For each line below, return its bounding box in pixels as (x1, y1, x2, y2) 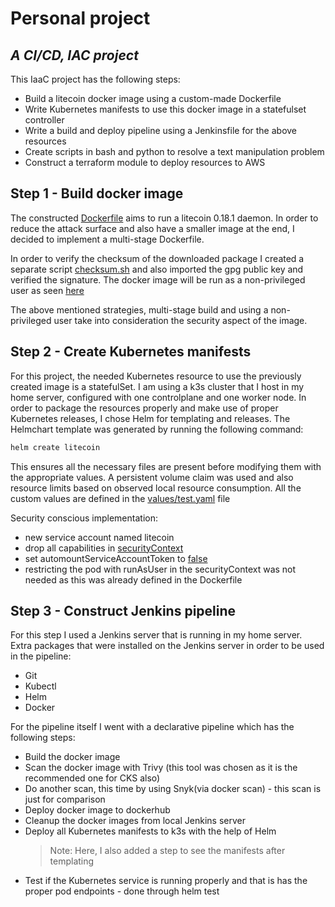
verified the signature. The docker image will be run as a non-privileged (10, 273, 306, 286)
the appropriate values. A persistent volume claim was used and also (10, 471, 294, 483)
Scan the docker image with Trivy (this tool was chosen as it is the (24, 762, 298, 774)
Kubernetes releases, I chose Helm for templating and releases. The (10, 412, 291, 424)
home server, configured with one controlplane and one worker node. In (10, 391, 307, 403)
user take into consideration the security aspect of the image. (53, 314, 308, 326)
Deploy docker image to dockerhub (24, 804, 171, 816)
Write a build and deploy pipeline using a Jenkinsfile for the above (24, 125, 298, 136)
